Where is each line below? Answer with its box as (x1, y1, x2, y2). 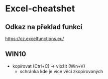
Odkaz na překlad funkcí (5, 23, 83, 31)
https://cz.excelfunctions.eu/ (5, 36, 64, 41)
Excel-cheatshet (5, 3, 75, 14)
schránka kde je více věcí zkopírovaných (19, 68, 104, 74)
